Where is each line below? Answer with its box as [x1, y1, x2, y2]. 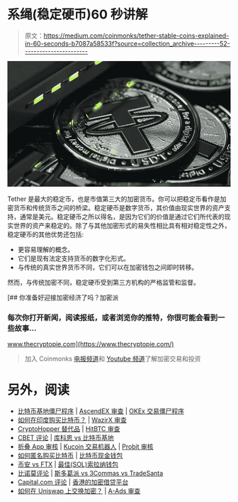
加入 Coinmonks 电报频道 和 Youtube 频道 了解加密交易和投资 [24, 354, 201, 363]
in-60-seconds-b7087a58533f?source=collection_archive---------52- [24, 39, 230, 48]
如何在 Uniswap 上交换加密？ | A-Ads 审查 [17, 487, 141, 496]
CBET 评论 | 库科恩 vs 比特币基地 [17, 434, 115, 442]
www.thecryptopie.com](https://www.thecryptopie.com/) [7, 340, 174, 349]
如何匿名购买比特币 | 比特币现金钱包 [17, 452, 123, 460]
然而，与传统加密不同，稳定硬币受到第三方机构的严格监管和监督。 [7, 278, 200, 286]
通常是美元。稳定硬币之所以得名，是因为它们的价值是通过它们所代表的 [19, 212, 225, 221]
